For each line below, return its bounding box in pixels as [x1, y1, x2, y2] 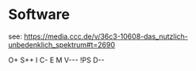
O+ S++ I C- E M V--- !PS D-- [8, 55, 105, 65]
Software [8, 6, 70, 24]
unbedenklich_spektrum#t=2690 [8, 39, 116, 49]
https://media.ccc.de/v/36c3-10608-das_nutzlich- [23, 32, 189, 41]
